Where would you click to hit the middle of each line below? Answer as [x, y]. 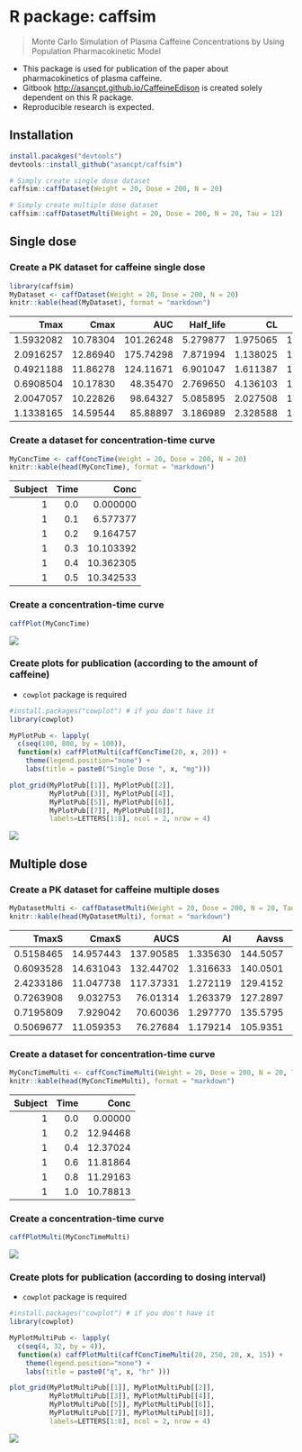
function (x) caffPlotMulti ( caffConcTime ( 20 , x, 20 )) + [122, 753]
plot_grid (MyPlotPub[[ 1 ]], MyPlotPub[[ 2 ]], [92, 785]
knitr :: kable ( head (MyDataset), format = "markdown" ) [110, 303]
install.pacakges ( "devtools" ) [66, 156]
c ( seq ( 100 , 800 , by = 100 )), [72, 744]
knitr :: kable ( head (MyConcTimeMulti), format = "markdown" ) [122, 1081]
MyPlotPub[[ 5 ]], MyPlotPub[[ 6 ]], [112, 802]
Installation [41, 136]
